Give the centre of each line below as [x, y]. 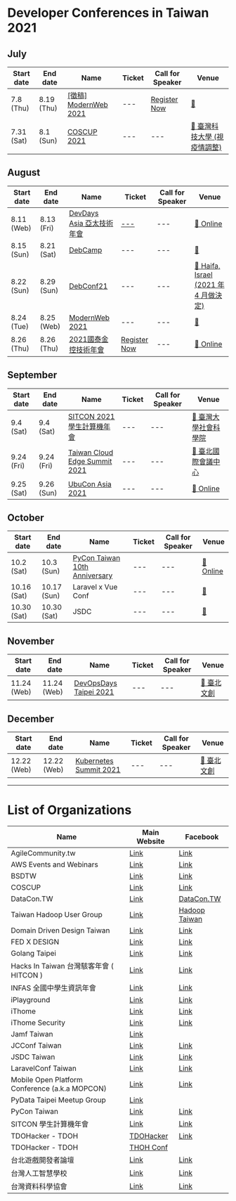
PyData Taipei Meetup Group [59, 1100]
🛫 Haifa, [207, 266]
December [31, 719]
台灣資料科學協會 [39, 1187]
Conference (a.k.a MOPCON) [59, 1089]
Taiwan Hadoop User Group [57, 915]
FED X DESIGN [35, 942]
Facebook [202, 837]
